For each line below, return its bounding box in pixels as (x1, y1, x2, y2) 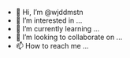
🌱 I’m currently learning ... (15, 24, 100, 33)
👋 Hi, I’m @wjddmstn (15, 8, 84, 16)
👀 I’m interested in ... (15, 16, 83, 25)
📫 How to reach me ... (15, 42, 89, 50)
